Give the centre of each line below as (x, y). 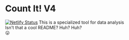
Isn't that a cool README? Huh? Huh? (43, 27)
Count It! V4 (31, 9)
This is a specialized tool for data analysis (81, 22)
